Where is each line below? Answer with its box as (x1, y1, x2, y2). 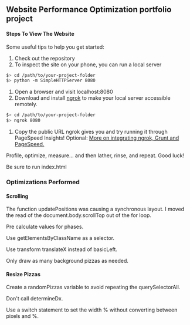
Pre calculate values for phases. (6, 223, 84, 231)
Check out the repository (14, 55, 75, 62)
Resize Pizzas (6, 270, 41, 277)
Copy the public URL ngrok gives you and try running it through (14, 128, 168, 136)
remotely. (14, 101, 38, 108)
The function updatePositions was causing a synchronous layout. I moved (6, 205, 185, 213)
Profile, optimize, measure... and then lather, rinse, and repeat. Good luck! (6, 152, 185, 159)
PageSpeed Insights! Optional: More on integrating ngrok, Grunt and (14, 134, 179, 141)
